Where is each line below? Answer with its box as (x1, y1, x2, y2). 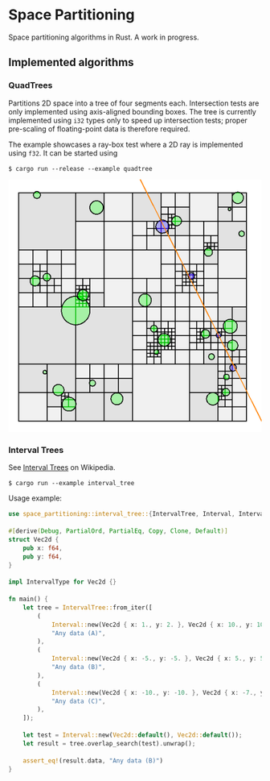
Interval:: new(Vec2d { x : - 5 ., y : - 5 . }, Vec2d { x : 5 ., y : (51, 654, 257, 663)
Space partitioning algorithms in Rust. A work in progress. (8, 32, 199, 42)
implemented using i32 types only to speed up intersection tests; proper (8, 115, 247, 125)
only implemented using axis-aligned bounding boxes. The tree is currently (8, 106, 257, 116)
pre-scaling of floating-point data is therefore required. (8, 123, 190, 134)
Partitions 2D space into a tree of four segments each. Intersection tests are (8, 98, 260, 108)
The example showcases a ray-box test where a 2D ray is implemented (8, 139, 243, 149)
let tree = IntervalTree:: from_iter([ (22, 603, 153, 612)
